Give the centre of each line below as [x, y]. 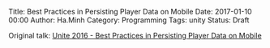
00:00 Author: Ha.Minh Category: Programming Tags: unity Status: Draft [129, 20]
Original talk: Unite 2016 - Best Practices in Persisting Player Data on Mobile [135, 36]
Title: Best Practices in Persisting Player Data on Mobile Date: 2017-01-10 [131, 12]
